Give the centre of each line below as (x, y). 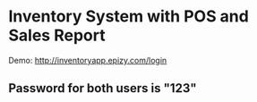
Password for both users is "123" (103, 88)
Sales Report (57, 35)
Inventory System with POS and (129, 17)
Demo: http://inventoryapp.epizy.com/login (88, 60)
